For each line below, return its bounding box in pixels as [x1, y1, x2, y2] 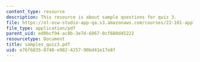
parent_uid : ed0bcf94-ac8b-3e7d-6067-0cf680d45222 [6, 31, 135, 37]
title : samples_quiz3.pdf [6, 42, 70, 48]
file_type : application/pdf [6, 25, 76, 31]
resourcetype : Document [6, 36, 65, 42]
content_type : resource [6, 8, 65, 15]
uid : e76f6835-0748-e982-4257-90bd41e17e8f [6, 47, 116, 53]
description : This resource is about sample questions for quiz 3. [6, 14, 177, 20]
